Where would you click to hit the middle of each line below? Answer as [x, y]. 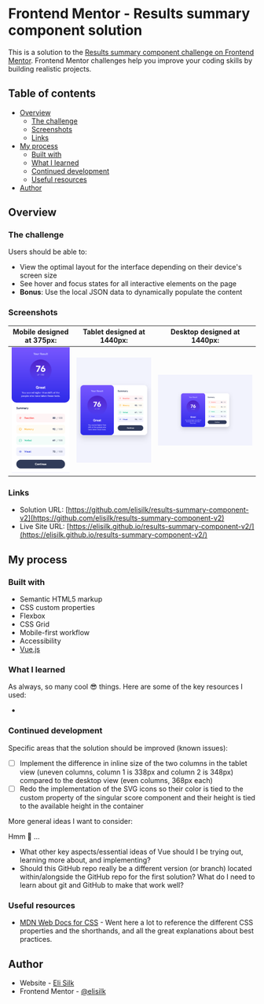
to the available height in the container [81, 806]
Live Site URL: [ [44, 527]
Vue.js [30, 649]
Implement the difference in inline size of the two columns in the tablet [133, 763]
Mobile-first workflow [55, 633]
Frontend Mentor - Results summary [129, 14]
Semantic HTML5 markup [61, 599]
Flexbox [32, 616]
